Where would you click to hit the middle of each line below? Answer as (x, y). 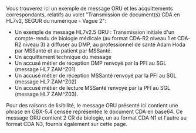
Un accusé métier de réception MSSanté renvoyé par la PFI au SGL (96, 76)
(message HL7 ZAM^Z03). (46, 94)
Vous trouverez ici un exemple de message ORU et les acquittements (89, 8)
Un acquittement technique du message (63, 57)
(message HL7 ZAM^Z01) (45, 69)
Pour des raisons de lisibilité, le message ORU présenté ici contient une (92, 105)
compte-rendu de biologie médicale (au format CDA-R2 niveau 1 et (95, 38)
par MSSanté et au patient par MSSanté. (63, 51)
